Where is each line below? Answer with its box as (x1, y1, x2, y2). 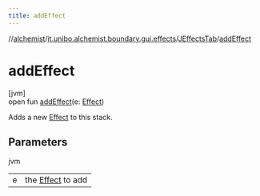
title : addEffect (8, 11, 66, 20)
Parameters (8, 135, 68, 149)
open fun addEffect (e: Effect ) (8, 97, 105, 106)
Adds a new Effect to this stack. (8, 112, 113, 122)
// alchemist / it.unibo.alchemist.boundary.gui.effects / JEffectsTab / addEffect (8, 34, 252, 43)
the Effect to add (25, 174, 88, 186)
